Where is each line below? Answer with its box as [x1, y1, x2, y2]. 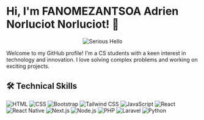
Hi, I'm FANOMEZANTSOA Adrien [6, 4, 179, 18]
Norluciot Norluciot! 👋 [6, 17, 119, 31]
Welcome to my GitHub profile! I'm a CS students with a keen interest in [6, 49, 186, 56]
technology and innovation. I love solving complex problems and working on [6, 56, 198, 63]
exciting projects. [6, 62, 50, 70]
